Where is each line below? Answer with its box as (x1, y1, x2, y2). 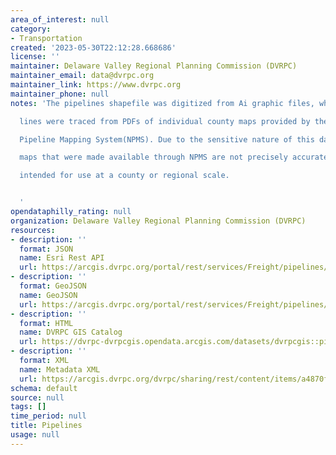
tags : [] (10, 402, 47, 412)
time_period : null (10, 411, 87, 421)
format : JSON (19, 244, 74, 254)
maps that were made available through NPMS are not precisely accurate (19, 152, 329, 163)
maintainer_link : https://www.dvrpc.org (10, 80, 182, 90)
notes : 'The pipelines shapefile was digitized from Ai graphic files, (10, 98, 315, 108)
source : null (10, 392, 65, 403)
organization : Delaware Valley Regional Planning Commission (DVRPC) (10, 216, 307, 226)
